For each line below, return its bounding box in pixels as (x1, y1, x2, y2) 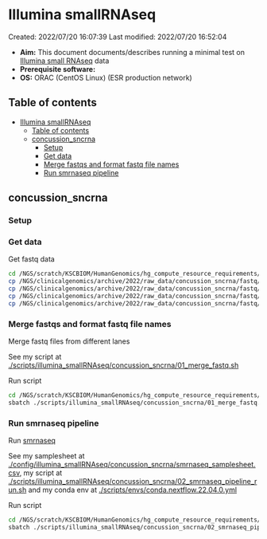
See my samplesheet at (8, 451, 85, 461)
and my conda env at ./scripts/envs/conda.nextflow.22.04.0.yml (28, 485, 237, 495)
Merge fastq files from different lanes (8, 336, 130, 346)
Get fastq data (8, 254, 56, 264)
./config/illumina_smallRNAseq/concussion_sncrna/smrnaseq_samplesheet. (8, 460, 256, 470)
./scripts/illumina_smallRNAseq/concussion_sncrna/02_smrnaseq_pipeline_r (8, 477, 257, 486)
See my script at (8, 352, 62, 362)
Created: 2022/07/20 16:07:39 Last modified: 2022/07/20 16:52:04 (8, 32, 227, 41)
